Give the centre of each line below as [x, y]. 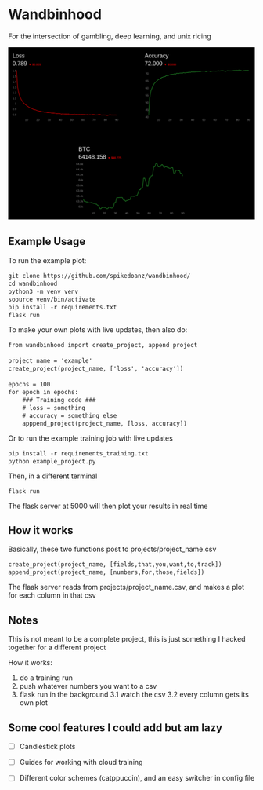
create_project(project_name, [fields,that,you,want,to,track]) [115, 565]
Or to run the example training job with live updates [91, 438]
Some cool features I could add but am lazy [115, 728]
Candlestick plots [47, 747]
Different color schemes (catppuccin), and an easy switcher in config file [137, 778]
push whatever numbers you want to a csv [88, 686]
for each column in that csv [52, 595]
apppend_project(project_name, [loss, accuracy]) [105, 423]
